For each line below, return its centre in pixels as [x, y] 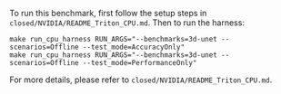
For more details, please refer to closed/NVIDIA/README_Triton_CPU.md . [141, 80]
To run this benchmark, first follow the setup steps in [108, 13]
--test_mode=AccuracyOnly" [133, 47]
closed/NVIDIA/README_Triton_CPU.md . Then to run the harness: [127, 23]
